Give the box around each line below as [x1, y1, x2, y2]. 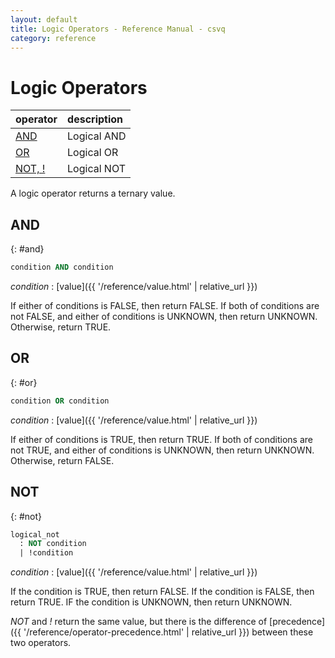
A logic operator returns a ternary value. [10, 187, 176, 200]
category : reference [10, 33, 97, 43]
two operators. [10, 637, 72, 649]
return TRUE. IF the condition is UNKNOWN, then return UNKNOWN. [10, 596, 293, 608]
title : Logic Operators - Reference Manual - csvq [10, 24, 226, 34]
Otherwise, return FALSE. [10, 454, 115, 466]
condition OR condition [10, 396, 110, 406]
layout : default [10, 14, 78, 25]
